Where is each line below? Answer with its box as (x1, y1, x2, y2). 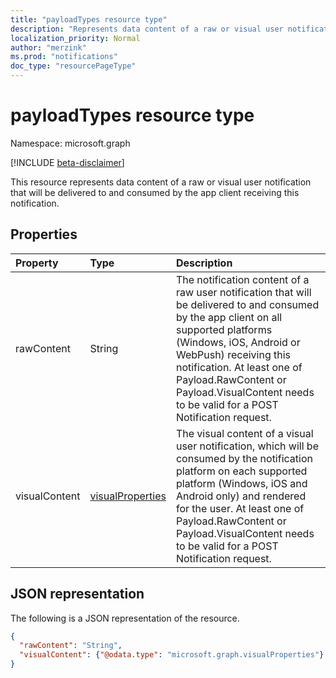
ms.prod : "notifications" (10, 52, 118, 62)
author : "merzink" (10, 42, 87, 53)
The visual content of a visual (175, 426, 314, 440)
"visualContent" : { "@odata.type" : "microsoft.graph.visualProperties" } (19, 650, 325, 660)
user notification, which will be (175, 439, 319, 453)
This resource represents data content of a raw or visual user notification (10, 176, 312, 188)
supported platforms (175, 322, 273, 336)
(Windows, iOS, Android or (175, 335, 301, 349)
